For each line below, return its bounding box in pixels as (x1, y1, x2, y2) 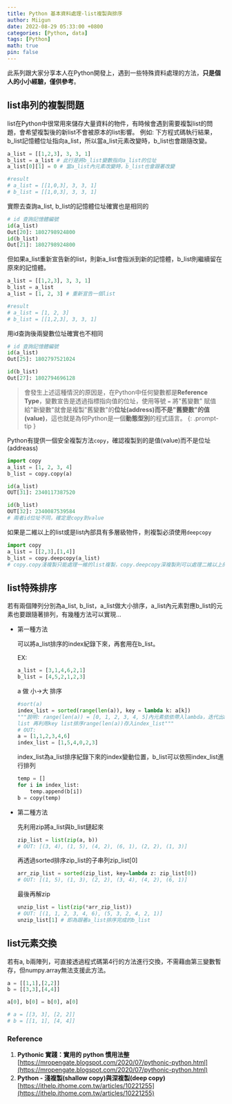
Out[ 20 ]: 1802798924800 (7, 229, 76, 235)
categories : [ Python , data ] (7, 29, 88, 37)
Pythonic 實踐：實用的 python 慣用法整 (17, 1051, 130, 1059)
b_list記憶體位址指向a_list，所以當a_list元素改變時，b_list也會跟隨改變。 (7, 136, 211, 145)
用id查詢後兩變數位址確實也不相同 (7, 329, 104, 337)
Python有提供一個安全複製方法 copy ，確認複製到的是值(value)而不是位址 (7, 436, 211, 444)
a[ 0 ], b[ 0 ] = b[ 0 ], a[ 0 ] (7, 999, 79, 1006)
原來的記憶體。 (7, 264, 50, 272)
